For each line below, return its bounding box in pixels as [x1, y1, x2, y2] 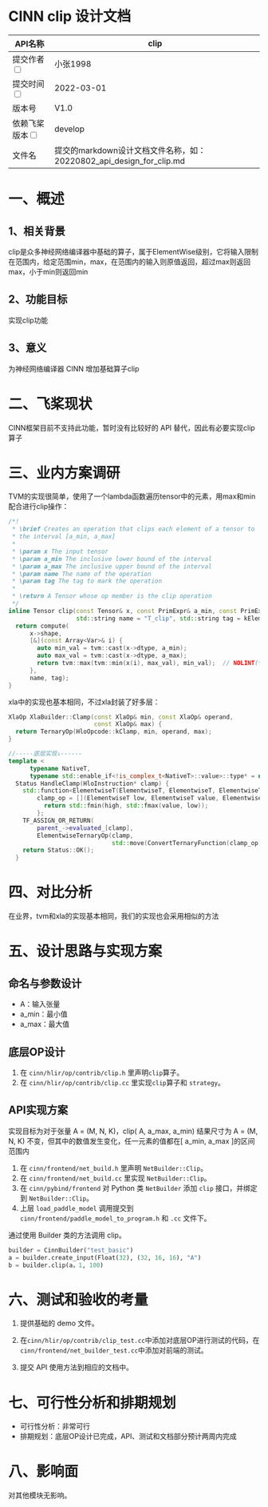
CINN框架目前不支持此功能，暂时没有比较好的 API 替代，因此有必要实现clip [8, 423, 255, 432]
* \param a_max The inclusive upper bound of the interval [11, 562, 213, 571]
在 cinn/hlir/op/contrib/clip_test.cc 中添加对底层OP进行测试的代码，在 [19, 1336, 260, 1345]
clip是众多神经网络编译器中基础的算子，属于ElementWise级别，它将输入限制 [8, 246, 259, 256]
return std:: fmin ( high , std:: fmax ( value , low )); [43, 802, 209, 810]
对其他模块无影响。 [8, 1490, 72, 1501]
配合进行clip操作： [8, 502, 69, 511]
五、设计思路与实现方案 [8, 942, 163, 960]
